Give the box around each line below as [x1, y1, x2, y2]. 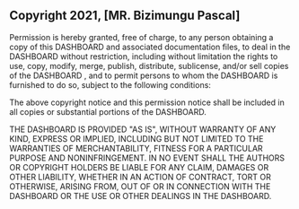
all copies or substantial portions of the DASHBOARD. [9, 106, 207, 117]
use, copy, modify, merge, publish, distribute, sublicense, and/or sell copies [9, 60, 289, 71]
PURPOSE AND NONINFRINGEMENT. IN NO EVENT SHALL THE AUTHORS [9, 152, 286, 163]
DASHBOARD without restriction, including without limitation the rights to [9, 50, 278, 62]
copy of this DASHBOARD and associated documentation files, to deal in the [9, 41, 291, 52]
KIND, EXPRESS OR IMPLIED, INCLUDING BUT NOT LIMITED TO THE [9, 133, 264, 144]
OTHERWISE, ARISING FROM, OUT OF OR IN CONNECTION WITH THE [9, 180, 271, 192]
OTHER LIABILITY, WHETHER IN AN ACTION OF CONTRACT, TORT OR [9, 171, 271, 182]
